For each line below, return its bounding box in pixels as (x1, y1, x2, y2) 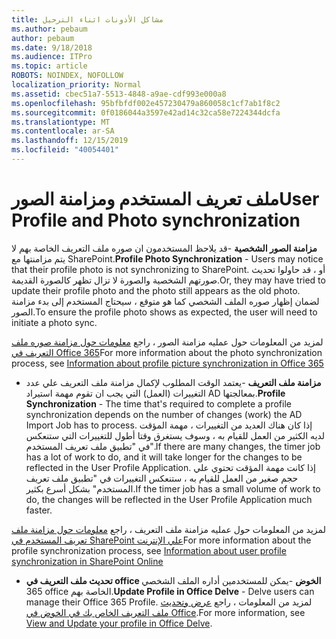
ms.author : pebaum (11, 24, 88, 34)
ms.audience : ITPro (11, 52, 93, 62)
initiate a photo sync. (11, 316, 98, 328)
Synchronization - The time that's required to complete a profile (25, 397, 292, 410)
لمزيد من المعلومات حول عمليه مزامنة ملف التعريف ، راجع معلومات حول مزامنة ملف (11, 523, 326, 535)
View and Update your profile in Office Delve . (25, 617, 213, 629)
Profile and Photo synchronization (11, 209, 301, 232)
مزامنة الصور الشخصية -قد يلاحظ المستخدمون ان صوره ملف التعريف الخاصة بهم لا (11, 242, 318, 254)
